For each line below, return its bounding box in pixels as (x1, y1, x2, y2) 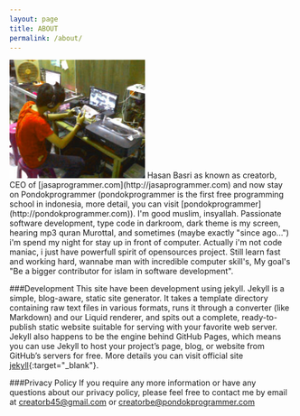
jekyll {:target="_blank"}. (9, 360, 99, 371)
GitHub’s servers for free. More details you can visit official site (9, 350, 244, 361)
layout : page (9, 14, 59, 23)
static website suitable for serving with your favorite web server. (38, 321, 278, 333)
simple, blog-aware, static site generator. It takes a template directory (9, 293, 268, 304)
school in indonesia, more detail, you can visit (9, 199, 179, 209)
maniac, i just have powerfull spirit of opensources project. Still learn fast (9, 246, 281, 257)
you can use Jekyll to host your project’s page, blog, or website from (9, 341, 265, 352)
